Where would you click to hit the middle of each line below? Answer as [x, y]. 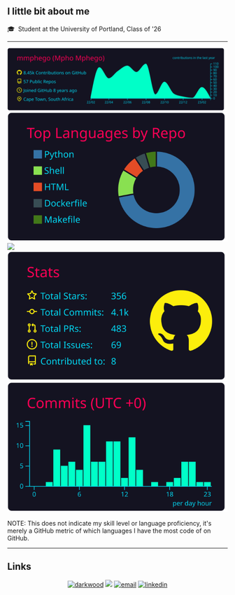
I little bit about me [48, 12]
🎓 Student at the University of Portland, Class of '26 [84, 29]
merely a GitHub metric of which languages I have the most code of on [109, 531]
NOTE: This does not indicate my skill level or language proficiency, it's [109, 523]
